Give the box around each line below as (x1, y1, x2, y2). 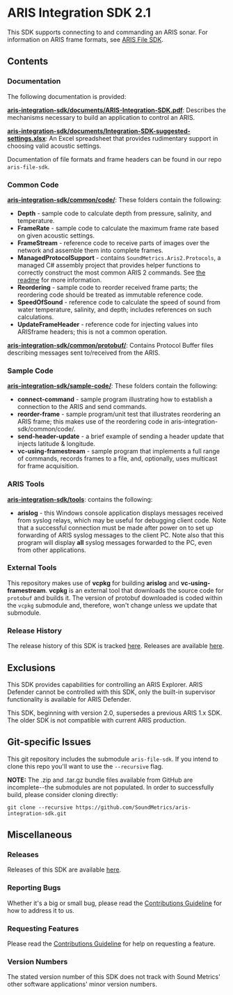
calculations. (17, 312, 54, 321)
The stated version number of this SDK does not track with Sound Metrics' (7, 973, 220, 981)
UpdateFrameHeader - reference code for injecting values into (17, 320, 198, 328)
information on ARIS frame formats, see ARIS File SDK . (7, 35, 163, 43)
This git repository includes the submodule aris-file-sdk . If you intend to (7, 755, 219, 763)
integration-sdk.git (7, 810, 67, 817)
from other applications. (17, 546, 87, 554)
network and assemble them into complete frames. (17, 246, 163, 254)
